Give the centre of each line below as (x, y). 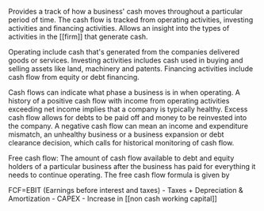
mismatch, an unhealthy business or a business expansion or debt (116, 134)
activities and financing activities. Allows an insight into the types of (119, 28)
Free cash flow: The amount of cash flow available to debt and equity (121, 158)
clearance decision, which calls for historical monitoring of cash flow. (121, 143)
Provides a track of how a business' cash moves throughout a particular (126, 11)
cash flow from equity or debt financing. (74, 77)
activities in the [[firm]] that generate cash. (78, 36)
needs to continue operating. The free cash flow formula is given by (119, 175)
